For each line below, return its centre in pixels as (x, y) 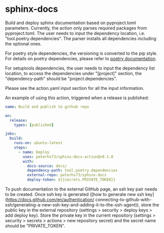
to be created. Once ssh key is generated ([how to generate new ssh (75, 194)
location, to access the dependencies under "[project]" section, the (73, 73)
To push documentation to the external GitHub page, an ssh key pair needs (81, 189)
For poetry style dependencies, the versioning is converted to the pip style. (81, 53)
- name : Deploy (34, 152)
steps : (21, 148)
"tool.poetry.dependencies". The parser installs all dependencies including (81, 39)
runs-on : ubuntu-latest (38, 143)
